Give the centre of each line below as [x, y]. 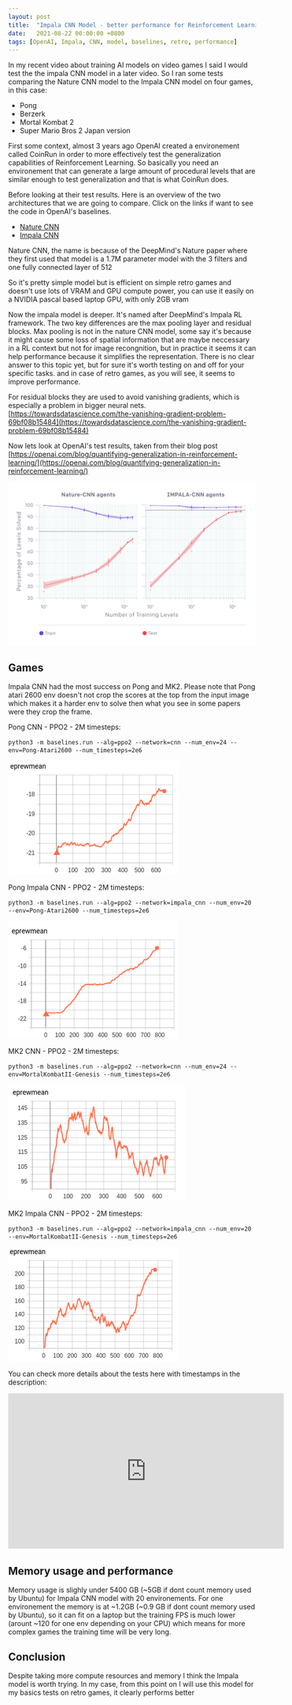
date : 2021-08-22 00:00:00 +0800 [67, 33]
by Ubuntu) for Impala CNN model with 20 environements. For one [116, 1598]
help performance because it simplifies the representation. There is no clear [131, 357]
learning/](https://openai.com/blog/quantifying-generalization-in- [115, 463]
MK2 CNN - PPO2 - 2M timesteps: [64, 1051]
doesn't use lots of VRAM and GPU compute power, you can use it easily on [131, 291]
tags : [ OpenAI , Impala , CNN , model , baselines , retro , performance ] [123, 42]
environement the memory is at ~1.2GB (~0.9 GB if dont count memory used [132, 1607]
